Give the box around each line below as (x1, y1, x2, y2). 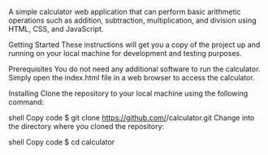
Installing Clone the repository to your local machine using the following (8, 88, 249, 98)
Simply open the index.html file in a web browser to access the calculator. (8, 73, 255, 82)
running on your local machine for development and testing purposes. (8, 49, 242, 58)
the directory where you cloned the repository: (8, 122, 165, 131)
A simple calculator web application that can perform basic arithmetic (8, 7, 241, 16)
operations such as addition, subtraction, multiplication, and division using (8, 15, 257, 25)
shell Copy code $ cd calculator (8, 137, 115, 147)
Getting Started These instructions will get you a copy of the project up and (8, 40, 261, 50)
